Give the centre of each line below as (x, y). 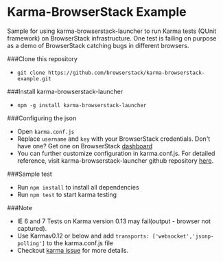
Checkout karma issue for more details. (73, 250)
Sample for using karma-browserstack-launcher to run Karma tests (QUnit (112, 31)
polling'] (31, 243)
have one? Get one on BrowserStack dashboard (85, 146)
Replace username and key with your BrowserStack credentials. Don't (114, 139)
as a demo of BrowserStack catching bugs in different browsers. (98, 45)
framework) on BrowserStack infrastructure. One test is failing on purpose (112, 38)
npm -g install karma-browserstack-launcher (82, 105)
